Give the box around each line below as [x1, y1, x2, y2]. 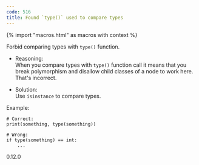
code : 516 [6, 8, 32, 15]
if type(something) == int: [6, 137, 78, 143]
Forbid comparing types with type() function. [6, 43, 120, 50]
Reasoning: [15, 55, 44, 62]
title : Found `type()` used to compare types [6, 15, 123, 21]
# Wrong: [6, 132, 29, 138]
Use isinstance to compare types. [15, 92, 101, 99]
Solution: [15, 86, 38, 93]
